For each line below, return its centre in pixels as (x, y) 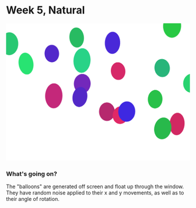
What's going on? (32, 173)
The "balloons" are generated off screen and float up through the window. (95, 187)
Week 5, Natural (45, 10)
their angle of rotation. (33, 199)
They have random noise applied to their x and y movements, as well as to (95, 193)
